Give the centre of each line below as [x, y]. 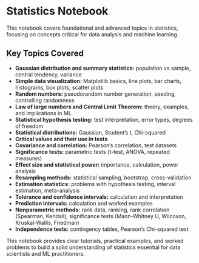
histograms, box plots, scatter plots [59, 87]
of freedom [29, 126]
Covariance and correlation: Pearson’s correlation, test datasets [96, 145]
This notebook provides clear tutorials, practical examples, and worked [95, 241]
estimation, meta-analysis [47, 190]
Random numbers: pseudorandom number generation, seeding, [95, 94]
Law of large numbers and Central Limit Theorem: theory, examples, [102, 107]
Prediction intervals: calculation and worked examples [84, 203]
